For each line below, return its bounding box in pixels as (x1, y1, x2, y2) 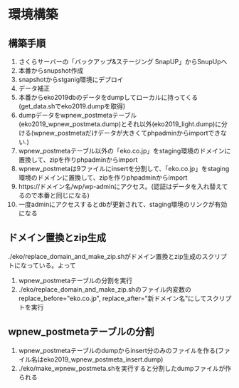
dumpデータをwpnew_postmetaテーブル (18, 111, 137, 119)
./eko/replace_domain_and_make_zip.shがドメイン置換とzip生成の (8, 252, 202, 260)
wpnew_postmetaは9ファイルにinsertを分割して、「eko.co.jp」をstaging (18, 165, 230, 173)
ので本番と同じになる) (24, 191, 90, 200)
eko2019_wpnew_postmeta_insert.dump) (43, 354, 164, 364)
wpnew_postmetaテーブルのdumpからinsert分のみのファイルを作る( (18, 346, 218, 354)
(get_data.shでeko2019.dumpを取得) (18, 102, 126, 111)
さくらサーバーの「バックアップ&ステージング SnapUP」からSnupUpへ (18, 58, 228, 66)
